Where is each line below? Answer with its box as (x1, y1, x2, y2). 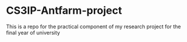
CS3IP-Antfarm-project (6, 4, 123, 17)
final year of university (6, 29, 60, 36)
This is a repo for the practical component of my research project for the (6, 23, 181, 30)
